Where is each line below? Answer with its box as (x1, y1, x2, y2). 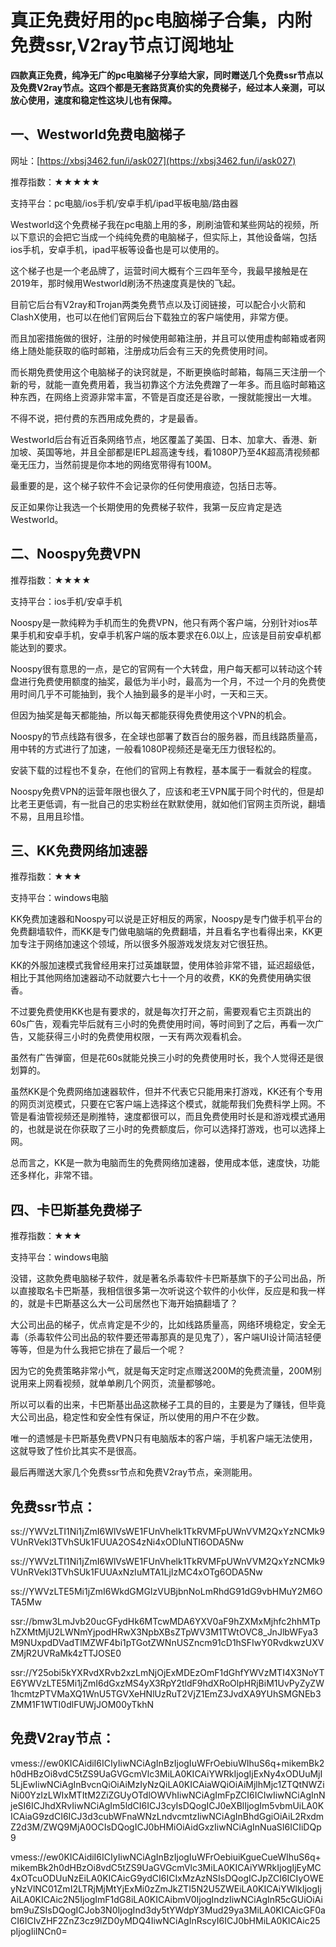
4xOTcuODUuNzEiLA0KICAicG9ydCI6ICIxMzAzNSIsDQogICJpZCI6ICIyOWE (10, 1872, 325, 1884)
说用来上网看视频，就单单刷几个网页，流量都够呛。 (10, 1377, 221, 1390)
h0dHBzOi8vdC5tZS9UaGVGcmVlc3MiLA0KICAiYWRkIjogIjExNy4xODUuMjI (10, 1767, 323, 1780)
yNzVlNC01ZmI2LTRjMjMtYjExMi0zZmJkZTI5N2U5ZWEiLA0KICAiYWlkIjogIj (10, 1882, 322, 1895)
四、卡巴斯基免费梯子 (10, 1201, 142, 1218)
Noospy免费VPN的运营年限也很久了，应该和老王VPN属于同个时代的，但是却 (10, 785, 325, 797)
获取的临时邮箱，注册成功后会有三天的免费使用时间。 (53, 344, 273, 356)
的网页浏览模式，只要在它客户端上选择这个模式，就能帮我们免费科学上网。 (10, 1098, 317, 1110)
